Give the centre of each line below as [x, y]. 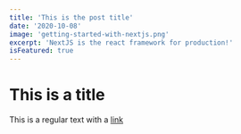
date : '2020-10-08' [46, 26]
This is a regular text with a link [66, 120]
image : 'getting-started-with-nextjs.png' [89, 34]
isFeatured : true [42, 51]
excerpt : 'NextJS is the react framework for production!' [121, 42]
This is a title [57, 95]
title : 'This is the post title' [71, 17]
